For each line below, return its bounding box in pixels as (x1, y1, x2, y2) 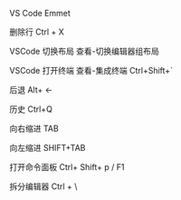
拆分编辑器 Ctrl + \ (9, 181, 78, 192)
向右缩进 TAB (9, 123, 59, 134)
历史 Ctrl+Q (9, 104, 52, 115)
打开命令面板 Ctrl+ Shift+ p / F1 (9, 162, 125, 172)
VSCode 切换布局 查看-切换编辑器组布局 (9, 45, 160, 56)
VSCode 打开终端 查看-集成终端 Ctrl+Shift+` (9, 65, 174, 75)
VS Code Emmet (9, 8, 71, 18)
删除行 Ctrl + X (9, 26, 65, 37)
